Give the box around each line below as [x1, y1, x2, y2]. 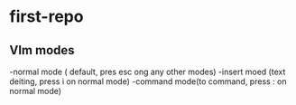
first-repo [9, 6, 84, 27]
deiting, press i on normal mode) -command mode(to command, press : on [9, 76, 287, 87]
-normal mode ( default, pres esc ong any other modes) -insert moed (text [9, 66, 286, 77]
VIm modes [9, 43, 75, 58]
